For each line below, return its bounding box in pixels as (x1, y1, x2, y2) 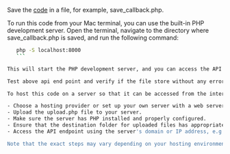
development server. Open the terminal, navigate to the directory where (7, 27, 209, 34)
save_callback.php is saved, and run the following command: (7, 34, 179, 42)
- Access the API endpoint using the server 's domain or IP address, (7, 128, 210, 135)
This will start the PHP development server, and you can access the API (7, 65, 222, 73)
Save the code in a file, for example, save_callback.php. (7, 6, 164, 14)
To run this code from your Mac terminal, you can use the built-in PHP (7, 19, 205, 27)
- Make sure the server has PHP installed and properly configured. (7, 116, 207, 123)
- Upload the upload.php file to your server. (7, 109, 142, 116)
